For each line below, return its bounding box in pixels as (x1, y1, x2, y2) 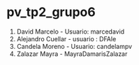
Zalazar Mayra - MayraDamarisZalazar (16, 50, 128, 58)
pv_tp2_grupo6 (6, 4, 96, 20)
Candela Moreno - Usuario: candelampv (16, 42, 133, 50)
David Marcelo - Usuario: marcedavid (16, 27, 125, 36)
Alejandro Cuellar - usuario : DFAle (16, 34, 117, 43)
